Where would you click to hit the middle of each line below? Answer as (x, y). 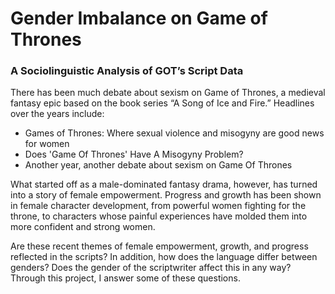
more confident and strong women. (83, 227)
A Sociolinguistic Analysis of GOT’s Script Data (127, 71)
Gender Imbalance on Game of (139, 18)
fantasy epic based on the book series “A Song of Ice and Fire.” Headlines (162, 103)
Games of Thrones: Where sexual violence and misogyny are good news (174, 133)
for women (47, 144)
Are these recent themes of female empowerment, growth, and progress (159, 246)
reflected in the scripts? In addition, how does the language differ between (164, 257)
